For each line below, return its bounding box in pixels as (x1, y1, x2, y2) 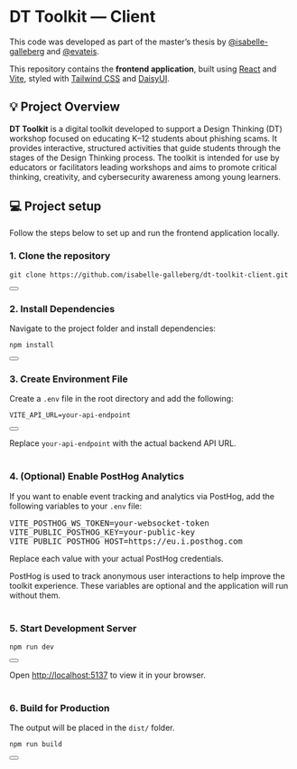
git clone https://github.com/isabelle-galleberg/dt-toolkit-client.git (9, 270, 289, 280)
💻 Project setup (9, 199, 102, 214)
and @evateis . (46, 45, 99, 56)
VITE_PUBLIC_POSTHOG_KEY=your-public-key (9, 527, 196, 537)
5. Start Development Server (9, 622, 137, 634)
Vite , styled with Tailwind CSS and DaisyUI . (9, 72, 170, 83)
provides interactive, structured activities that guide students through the (9, 142, 282, 153)
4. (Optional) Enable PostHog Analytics (9, 470, 185, 483)
